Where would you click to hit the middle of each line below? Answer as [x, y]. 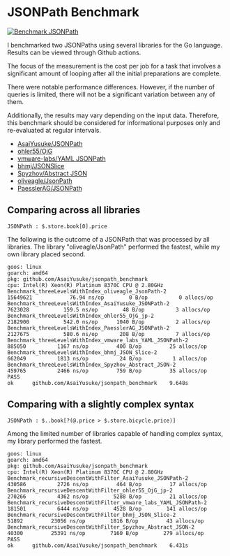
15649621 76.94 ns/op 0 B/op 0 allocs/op [110, 298]
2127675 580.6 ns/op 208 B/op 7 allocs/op [109, 334]
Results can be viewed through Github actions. [74, 52]
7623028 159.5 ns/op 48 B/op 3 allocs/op [109, 309]
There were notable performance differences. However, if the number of [111, 87]
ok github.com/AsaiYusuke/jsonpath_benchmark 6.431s [98, 546]
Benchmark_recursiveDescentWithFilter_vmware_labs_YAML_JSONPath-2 [107, 503]
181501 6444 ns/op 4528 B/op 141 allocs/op [107, 509]
